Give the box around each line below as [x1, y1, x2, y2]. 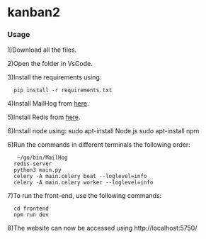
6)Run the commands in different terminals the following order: [7, 140, 191, 149]
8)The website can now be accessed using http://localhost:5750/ [7, 224, 198, 233]
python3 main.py [13, 167, 62, 174]
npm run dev [13, 211, 50, 218]
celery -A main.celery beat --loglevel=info [13, 173, 147, 180]
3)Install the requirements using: [7, 73, 102, 82]
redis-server [13, 160, 52, 167]
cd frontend [13, 205, 50, 213]
